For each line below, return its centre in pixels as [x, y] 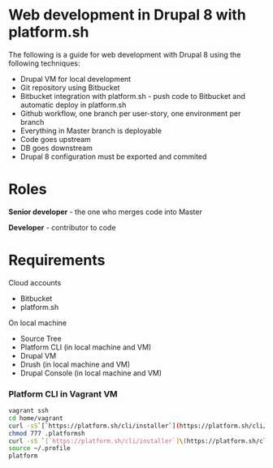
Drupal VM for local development [76, 79]
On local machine [38, 323]
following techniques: [44, 63]
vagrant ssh [28, 411]
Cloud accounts [35, 282]
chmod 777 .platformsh [47, 433]
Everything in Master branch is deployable [91, 131]
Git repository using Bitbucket [70, 88]
